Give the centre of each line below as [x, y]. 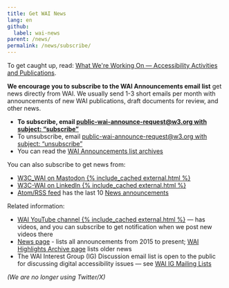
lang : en [20, 20]
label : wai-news [37, 33]
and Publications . [32, 73]
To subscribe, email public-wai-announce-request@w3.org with [112, 121]
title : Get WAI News [37, 13]
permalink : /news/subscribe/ [49, 46]
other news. [24, 108]
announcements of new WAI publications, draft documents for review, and [113, 101]
